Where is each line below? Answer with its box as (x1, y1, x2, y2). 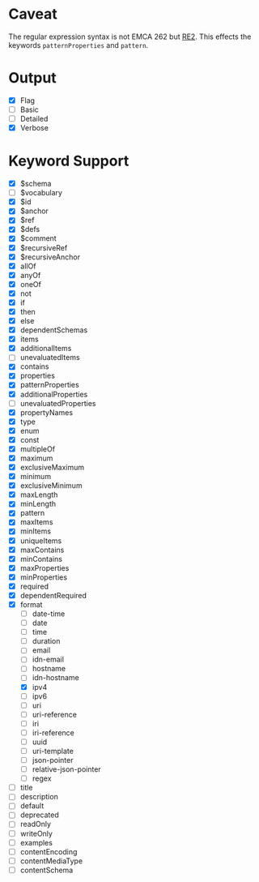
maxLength (19, 490, 58, 499)
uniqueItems (19, 536, 62, 546)
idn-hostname (32, 673, 79, 683)
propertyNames (19, 407, 74, 417)
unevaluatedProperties (19, 398, 96, 408)
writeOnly (19, 828, 53, 838)
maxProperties (19, 563, 70, 572)
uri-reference (32, 709, 77, 719)
